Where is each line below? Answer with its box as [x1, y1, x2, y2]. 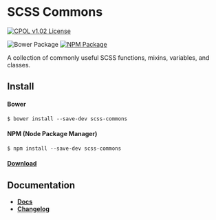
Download [7, 159, 37, 168]
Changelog [17, 205, 50, 213]
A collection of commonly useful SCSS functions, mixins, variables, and [7, 53, 210, 62]
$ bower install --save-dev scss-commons [7, 115, 128, 122]
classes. [7, 60, 31, 69]
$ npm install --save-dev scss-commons [7, 145, 122, 152]
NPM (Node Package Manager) [7, 130, 98, 138]
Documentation [7, 179, 76, 191]
